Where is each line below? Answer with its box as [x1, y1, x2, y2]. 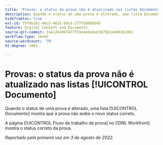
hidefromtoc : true [5, 16, 42, 21]
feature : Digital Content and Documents [5, 25, 88, 30]
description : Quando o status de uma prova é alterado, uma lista [5, 12, 142, 17]
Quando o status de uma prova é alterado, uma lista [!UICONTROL [5, 105, 137, 111]
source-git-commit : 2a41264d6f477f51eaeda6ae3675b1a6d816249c [5, 30, 133, 35]
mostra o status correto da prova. [5, 125, 72, 131]
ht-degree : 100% [5, 43, 38, 48]
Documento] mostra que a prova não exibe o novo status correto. [5, 110, 136, 116]
